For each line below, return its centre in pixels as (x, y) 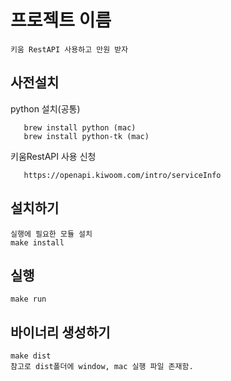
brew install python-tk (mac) (86, 136)
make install (37, 242)
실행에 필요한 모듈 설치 (51, 234)
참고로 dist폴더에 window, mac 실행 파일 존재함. (102, 367)
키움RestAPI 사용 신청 (53, 156)
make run (28, 299)
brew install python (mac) (80, 127)
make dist (31, 356)
